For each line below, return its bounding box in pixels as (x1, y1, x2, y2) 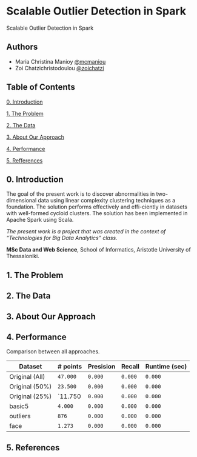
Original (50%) (9, 382, 52, 391)
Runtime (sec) (145, 362, 187, 371)
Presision (87, 362, 116, 371)
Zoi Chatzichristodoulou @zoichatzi (15, 64, 104, 72)
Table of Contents (6, 82, 76, 92)
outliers (9, 412, 31, 421)
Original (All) (9, 373, 45, 381)
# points (57, 362, 82, 371)
